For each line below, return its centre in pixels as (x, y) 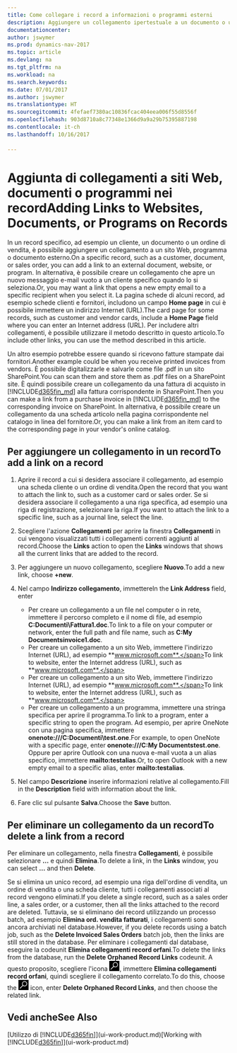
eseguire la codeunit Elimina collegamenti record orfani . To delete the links (116, 950)
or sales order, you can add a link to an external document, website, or (110, 265)
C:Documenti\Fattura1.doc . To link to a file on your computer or (120, 625)
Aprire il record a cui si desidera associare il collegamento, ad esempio (120, 480)
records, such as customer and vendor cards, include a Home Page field (113, 318)
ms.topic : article (34, 52)
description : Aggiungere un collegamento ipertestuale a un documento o (116, 22)
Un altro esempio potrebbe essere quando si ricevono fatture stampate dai (116, 354)
